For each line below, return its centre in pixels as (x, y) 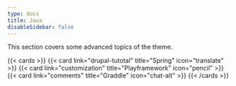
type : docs (23, 14)
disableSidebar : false (41, 27)
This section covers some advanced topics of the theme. (90, 47)
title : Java (25, 20)
